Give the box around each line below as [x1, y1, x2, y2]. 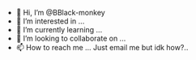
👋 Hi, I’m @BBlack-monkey [15, 8, 105, 17]
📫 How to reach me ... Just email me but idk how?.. [15, 43, 189, 52]
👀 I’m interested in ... [15, 16, 85, 26]
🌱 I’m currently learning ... [15, 25, 103, 34]
